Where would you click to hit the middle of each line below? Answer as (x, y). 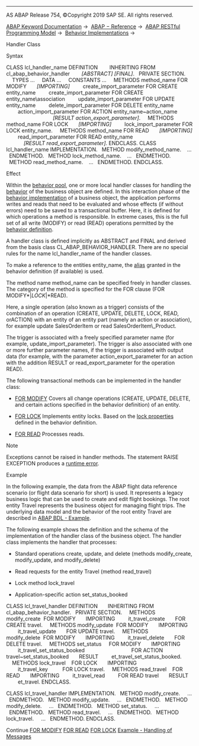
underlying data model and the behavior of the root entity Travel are (89, 512)
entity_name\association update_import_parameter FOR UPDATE (91, 99)
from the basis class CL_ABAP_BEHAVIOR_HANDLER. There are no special (97, 247)
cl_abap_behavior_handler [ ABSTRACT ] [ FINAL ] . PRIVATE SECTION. (96, 74)
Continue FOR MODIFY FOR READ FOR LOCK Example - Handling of (89, 730)
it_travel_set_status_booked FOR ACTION (90, 650)
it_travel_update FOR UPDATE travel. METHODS (83, 631)
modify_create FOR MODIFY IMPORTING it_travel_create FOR (96, 618)
